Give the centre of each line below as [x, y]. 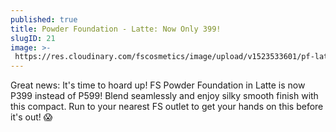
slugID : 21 [33, 38]
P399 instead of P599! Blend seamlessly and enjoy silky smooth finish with [164, 96]
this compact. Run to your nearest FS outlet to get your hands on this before [167, 107]
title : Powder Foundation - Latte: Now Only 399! [116, 29]
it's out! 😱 [31, 117]
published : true [44, 19]
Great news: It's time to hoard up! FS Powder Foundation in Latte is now [158, 85]
